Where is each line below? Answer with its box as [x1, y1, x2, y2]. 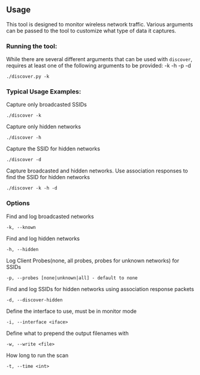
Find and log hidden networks [6, 235, 80, 242]
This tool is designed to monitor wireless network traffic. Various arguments [6, 20, 193, 28]
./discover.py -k [6, 74, 50, 80]
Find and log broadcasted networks [6, 213, 94, 220]
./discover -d [6, 157, 42, 163]
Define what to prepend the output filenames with [6, 329, 129, 337]
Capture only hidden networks [6, 123, 81, 131]
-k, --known [6, 224, 36, 230]
